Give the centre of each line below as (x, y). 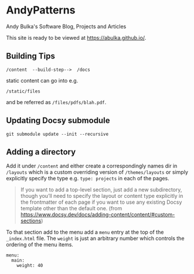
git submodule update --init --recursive (57, 134)
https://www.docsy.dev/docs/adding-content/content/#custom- (98, 215)
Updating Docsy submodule (58, 121)
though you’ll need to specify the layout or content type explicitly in (102, 196)
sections (31, 221)
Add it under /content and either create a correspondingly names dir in (92, 166)
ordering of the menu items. (40, 245)
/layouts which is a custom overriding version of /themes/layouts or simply (97, 172)
